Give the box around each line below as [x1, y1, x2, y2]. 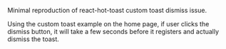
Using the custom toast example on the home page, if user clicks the [7, 20, 210, 28]
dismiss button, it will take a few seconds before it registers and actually [7, 28, 220, 36]
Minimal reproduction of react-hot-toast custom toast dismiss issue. [7, 6, 207, 14]
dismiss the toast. [7, 35, 59, 43]
